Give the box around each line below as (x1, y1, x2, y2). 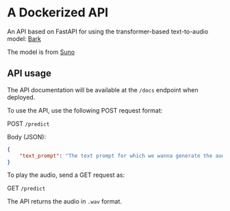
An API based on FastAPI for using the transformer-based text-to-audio (7, 27, 209, 36)
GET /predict (7, 184, 46, 193)
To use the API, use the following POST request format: (7, 106, 163, 114)
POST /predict (7, 119, 50, 128)
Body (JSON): (7, 132, 47, 141)
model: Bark (7, 34, 41, 42)
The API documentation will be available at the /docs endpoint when (7, 85, 199, 94)
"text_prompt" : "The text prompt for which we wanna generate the (19, 152, 213, 159)
